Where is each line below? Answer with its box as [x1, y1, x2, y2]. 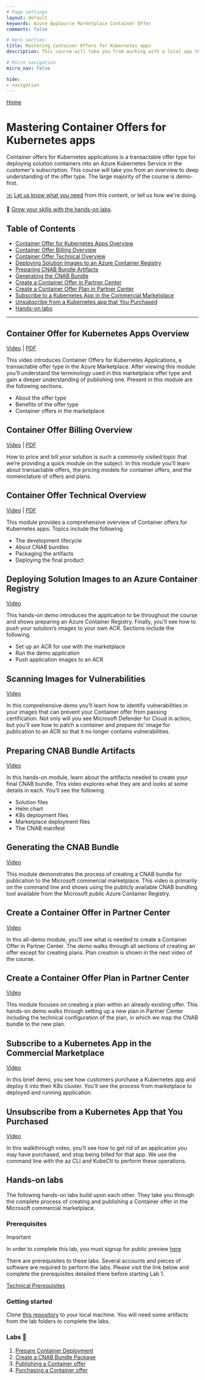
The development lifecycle [15, 537, 82, 544]
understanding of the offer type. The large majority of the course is [6, 173, 175, 181]
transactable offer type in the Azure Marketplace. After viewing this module [6, 362, 196, 370]
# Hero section [6, 37, 45, 43]
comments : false [6, 26, 48, 32]
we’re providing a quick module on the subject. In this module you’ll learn [6, 460, 190, 467]
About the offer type [15, 394, 67, 401]
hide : [6, 76, 20, 83]
